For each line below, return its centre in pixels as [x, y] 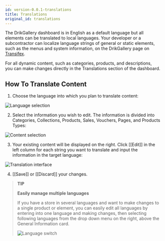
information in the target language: [47, 155]
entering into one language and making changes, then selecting [82, 213]
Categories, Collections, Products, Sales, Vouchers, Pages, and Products [86, 120]
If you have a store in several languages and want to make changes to [88, 203]
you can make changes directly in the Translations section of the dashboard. [83, 69]
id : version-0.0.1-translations [38, 10]
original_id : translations [33, 19]
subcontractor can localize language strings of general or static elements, [80, 43]
